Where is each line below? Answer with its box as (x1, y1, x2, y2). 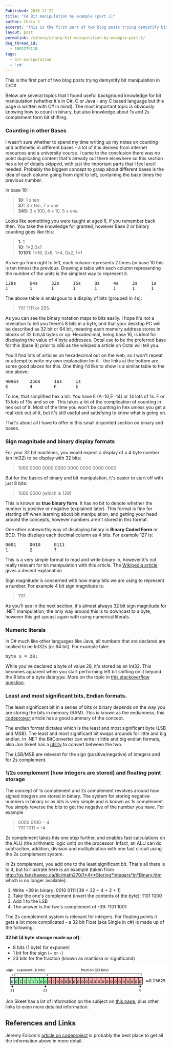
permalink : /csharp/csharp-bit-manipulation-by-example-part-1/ (5, 35, 145, 41)
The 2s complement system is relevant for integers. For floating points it (5, 914, 157, 920)
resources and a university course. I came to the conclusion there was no (5, 149, 160, 156)
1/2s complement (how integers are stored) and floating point (5, 769, 161, 777)
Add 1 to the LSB (12, 898, 48, 904)
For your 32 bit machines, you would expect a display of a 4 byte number (5, 449, 160, 455)
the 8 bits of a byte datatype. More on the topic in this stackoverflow (5, 674, 150, 680)
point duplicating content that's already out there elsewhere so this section (5, 155, 163, 161)
